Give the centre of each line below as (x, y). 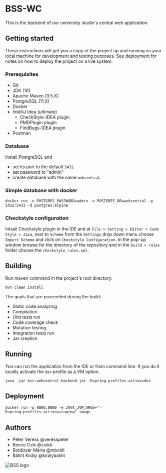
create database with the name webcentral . (57, 178)
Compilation (25, 311)
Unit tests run (26, 317)
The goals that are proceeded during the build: (53, 296)
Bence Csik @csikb (32, 445)
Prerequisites (22, 74)
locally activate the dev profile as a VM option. (52, 372)
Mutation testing (29, 327)
